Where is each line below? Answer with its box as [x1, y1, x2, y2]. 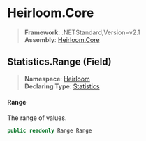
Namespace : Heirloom [24, 74, 91, 83]
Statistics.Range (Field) [7, 56, 112, 68]
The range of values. [7, 114, 67, 122]
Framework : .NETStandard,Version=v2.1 [24, 28, 140, 36]
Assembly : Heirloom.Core [24, 35, 100, 43]
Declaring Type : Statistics [24, 82, 100, 90]
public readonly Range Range [7, 127, 92, 134]
